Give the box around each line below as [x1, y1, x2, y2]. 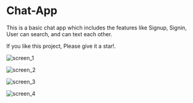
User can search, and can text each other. [6, 30, 113, 37]
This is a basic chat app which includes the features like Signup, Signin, [6, 24, 187, 31]
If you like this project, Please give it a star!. [6, 42, 116, 50]
